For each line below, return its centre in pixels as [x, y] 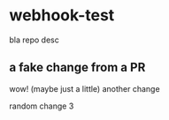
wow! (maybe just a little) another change [85, 88]
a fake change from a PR [77, 67]
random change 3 [42, 106]
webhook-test [62, 15]
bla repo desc [34, 40]
